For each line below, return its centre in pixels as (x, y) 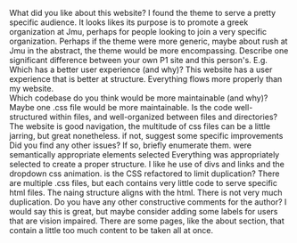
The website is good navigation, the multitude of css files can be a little (140, 126)
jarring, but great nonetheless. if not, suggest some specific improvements (146, 136)
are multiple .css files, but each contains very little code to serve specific (144, 183)
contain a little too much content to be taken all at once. (111, 230)
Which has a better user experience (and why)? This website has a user (141, 69)
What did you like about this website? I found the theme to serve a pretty (143, 13)
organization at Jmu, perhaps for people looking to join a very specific (138, 32)
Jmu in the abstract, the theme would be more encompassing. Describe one (149, 51)
